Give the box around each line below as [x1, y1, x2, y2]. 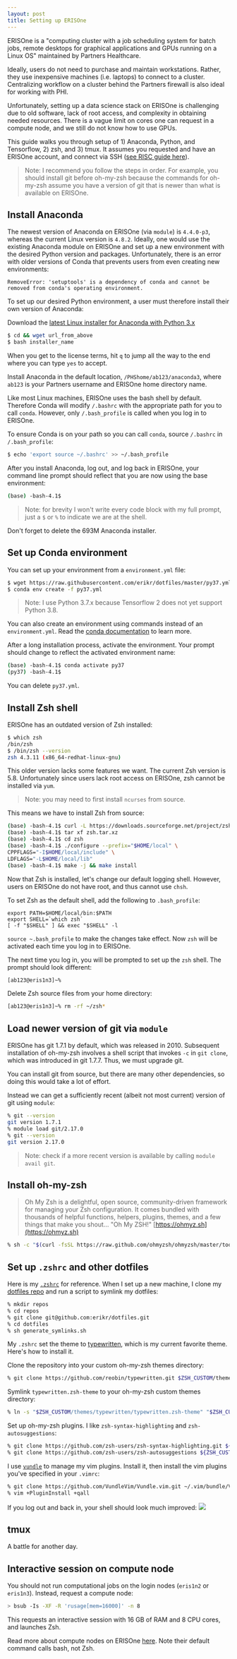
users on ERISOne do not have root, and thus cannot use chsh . [7, 882, 188, 891]
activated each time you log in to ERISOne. [7, 941, 131, 950]
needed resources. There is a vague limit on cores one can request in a [7, 116, 214, 124]
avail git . [24, 1159, 56, 1167]
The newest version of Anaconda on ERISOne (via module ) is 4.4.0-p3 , [7, 227, 210, 236]
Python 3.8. [24, 606, 59, 615]
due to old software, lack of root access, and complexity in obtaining [7, 109, 207, 117]
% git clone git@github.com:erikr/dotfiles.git [7, 1314, 150, 1321]
